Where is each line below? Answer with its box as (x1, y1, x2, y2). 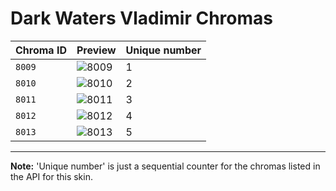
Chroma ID (15, 43, 67, 57)
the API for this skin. (10, 170, 93, 182)
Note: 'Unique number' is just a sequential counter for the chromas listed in (10, 160, 321, 172)
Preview (76, 43, 117, 57)
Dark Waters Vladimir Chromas (10, 7, 273, 30)
